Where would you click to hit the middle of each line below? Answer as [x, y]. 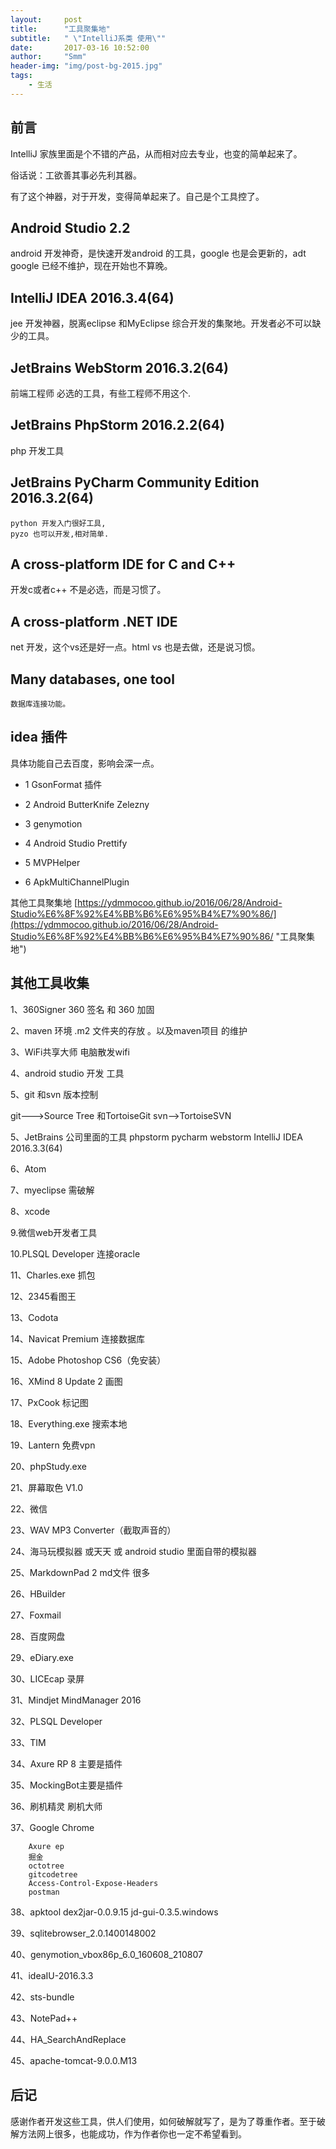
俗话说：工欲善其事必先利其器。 [76, 175]
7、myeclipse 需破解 [52, 1190]
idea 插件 [39, 737]
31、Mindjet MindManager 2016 [76, 1700]
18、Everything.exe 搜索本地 [69, 1423]
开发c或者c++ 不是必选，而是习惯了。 [88, 590]
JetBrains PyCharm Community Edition [135, 482]
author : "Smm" [48, 57]
